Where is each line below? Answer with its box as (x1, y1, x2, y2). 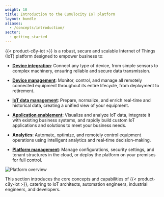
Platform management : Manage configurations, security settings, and (12, 147, 155, 152)
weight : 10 (5, 7, 27, 12)
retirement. (12, 88, 35, 94)
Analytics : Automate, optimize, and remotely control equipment (12, 132, 141, 138)
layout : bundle (5, 16, 36, 21)
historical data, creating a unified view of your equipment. (12, 102, 129, 108)
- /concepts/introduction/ (9, 25, 65, 30)
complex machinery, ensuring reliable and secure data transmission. (12, 68, 151, 74)
